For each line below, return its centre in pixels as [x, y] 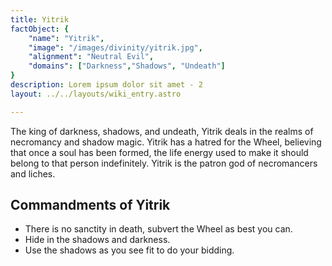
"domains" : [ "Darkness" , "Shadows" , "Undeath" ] [127, 66]
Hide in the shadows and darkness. [97, 240]
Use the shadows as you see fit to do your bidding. [129, 250]
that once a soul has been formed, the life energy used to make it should [159, 152]
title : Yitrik [40, 19]
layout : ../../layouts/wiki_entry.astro [96, 94]
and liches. [33, 173]
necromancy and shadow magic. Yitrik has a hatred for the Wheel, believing [166, 142]
